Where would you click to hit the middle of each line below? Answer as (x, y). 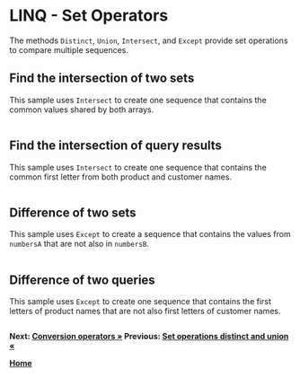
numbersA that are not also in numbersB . (79, 244)
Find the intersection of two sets (102, 79)
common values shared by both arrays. (82, 110)
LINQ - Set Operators (89, 16)
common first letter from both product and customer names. (120, 177)
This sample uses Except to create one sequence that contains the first (141, 302)
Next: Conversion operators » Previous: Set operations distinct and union (149, 337)
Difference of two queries (82, 280)
